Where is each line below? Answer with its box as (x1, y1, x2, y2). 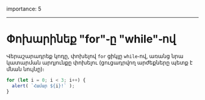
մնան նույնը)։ (6, 65, 45, 73)
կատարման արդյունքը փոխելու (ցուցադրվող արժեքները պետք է (6, 59, 193, 66)
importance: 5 (6, 5, 41, 12)
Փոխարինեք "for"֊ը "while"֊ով (6, 32, 176, 46)
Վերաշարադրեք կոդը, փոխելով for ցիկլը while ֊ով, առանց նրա (6, 52, 184, 60)
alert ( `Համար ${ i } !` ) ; (12, 82, 75, 89)
